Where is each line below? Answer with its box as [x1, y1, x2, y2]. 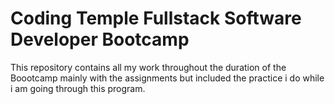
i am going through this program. [10, 82, 146, 94]
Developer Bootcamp [10, 28, 190, 51]
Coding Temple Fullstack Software [10, 7, 302, 30]
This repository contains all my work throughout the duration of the [10, 61, 287, 73]
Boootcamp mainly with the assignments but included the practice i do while [10, 72, 325, 84]
